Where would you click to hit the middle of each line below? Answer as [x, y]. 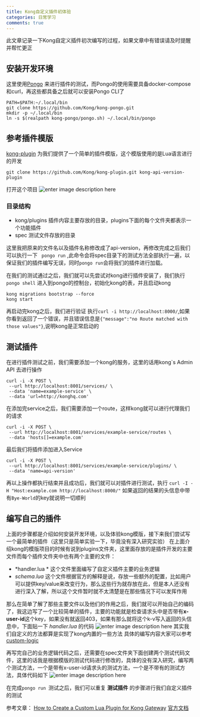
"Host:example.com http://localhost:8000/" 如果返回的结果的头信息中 [98, 491]
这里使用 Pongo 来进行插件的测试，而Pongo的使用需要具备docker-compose [99, 84]
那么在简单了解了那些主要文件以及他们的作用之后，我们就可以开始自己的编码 [100, 604]
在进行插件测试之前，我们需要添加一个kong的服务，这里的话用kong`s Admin [100, 362]
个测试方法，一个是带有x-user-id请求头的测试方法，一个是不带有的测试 [93, 668]
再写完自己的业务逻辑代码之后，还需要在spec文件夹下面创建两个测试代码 [96, 653]
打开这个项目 [22, 189]
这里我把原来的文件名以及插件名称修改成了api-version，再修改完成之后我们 [98, 248]
